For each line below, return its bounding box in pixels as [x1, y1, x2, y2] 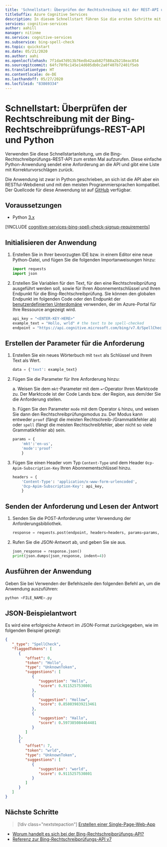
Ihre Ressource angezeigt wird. [12, 306, 76, 312]
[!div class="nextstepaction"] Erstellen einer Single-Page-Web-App [17, 821, 156, 827]
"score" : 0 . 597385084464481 [38, 720, 97, 725]
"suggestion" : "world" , [38, 766, 88, 771]
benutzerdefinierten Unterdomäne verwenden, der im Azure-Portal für [12, 301, 157, 307]
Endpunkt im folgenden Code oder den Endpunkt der [12, 296, 121, 302]
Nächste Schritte [5, 808, 59, 817]
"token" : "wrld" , [25, 748, 61, 753]
